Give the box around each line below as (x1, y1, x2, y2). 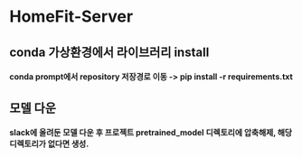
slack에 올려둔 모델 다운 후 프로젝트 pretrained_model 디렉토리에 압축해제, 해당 (9, 127, 292, 138)
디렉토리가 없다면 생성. (9, 138, 90, 150)
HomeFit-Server (9, 6, 134, 27)
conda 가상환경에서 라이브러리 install (9, 44, 210, 60)
